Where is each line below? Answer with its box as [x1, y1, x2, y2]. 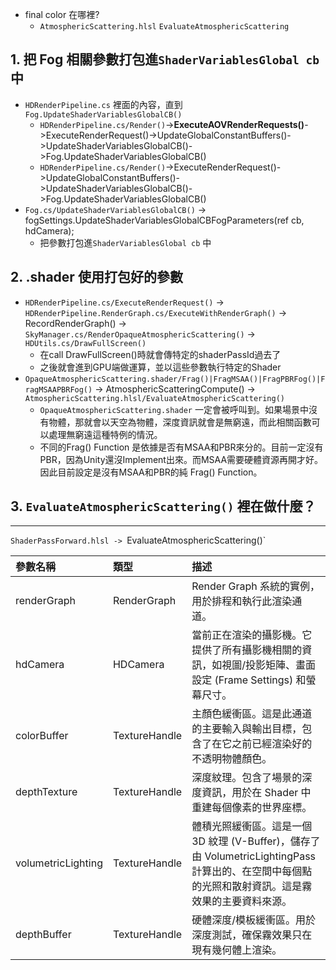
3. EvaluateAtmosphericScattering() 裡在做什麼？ [10, 498, 317, 515]
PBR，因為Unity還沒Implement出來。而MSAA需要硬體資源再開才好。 [39, 453, 324, 465]
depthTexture [15, 785, 78, 799]
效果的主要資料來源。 [191, 894, 293, 908]
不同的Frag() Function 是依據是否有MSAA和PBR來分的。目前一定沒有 [39, 441, 324, 453]
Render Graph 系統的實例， [191, 579, 320, 593]
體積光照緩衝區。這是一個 [191, 819, 313, 833]
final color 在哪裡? [24, 9, 100, 20]
